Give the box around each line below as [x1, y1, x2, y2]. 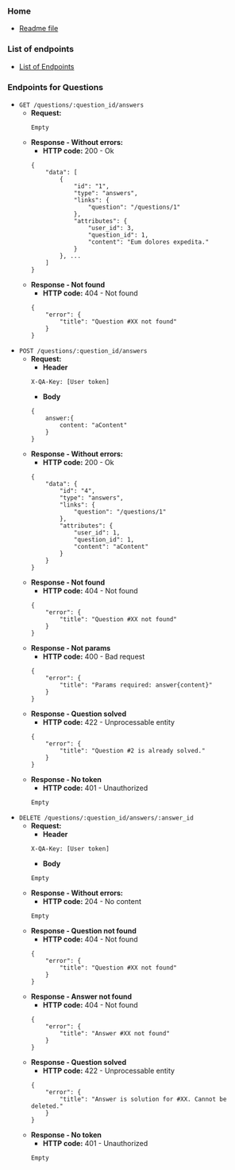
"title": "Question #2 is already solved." [59, 746, 206, 754]
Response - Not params [30, 643, 111, 652]
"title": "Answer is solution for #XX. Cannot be [59, 1095, 227, 1103]
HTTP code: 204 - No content [42, 896, 142, 906]
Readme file [18, 24, 59, 33]
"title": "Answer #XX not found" [59, 1029, 170, 1037]
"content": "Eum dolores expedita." [87, 237, 210, 246]
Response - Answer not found [30, 992, 133, 1001]
